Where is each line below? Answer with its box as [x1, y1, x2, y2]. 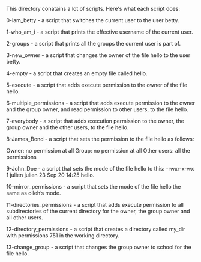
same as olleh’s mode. [6, 189, 61, 196]
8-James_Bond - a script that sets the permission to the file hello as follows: [6, 135, 194, 142]
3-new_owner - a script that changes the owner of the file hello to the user [6, 52, 191, 59]
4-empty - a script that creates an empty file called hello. [6, 70, 148, 77]
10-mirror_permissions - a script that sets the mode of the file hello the [6, 183, 181, 190]
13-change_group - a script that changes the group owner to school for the [6, 243, 192, 251]
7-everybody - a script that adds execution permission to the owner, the [6, 117, 184, 124]
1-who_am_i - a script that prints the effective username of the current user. [6, 28, 193, 35]
